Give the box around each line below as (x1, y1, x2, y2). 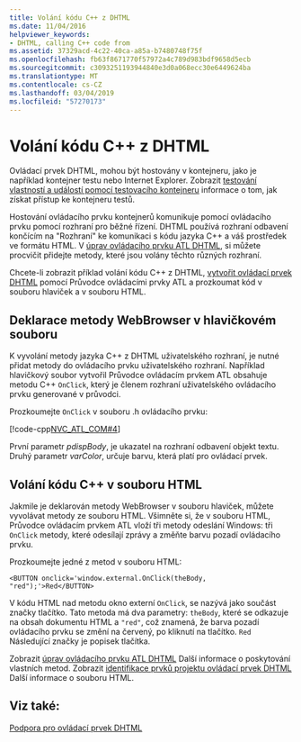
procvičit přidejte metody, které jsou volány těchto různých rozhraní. (9, 249, 262, 261)
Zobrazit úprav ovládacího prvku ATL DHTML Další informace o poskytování (9, 653, 291, 664)
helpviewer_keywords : (9, 30, 91, 39)
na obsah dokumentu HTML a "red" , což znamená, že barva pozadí (9, 616, 260, 627)
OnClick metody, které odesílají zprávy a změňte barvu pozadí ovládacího (9, 529, 281, 540)
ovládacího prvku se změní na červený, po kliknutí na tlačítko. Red (9, 626, 252, 637)
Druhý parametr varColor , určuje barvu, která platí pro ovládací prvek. (9, 451, 268, 462)
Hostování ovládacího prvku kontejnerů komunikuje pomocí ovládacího (9, 212, 271, 222)
